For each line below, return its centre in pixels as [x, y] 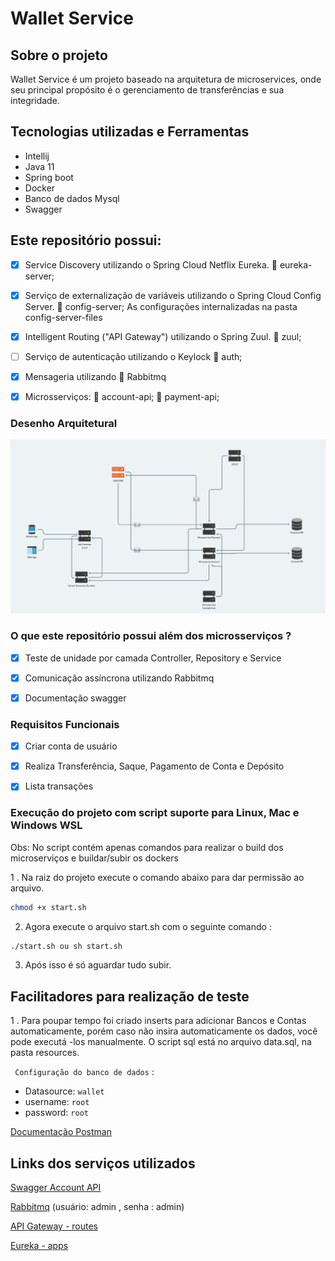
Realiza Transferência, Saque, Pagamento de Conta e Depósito [154, 766]
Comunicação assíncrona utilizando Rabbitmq [119, 678]
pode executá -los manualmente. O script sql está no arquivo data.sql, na [161, 1042]
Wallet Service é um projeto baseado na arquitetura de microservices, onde [166, 79]
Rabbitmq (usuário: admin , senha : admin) [97, 1207]
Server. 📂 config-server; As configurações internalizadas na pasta [161, 306]
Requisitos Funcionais [65, 724]
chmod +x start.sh [48, 907]
